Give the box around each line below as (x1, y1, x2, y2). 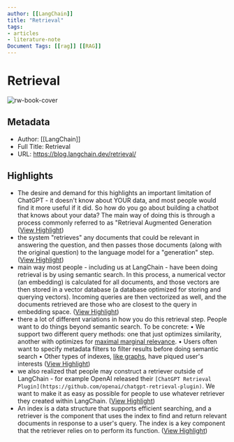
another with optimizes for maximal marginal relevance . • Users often (17, 337, 218, 345)
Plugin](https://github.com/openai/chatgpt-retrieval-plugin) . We (17, 382, 215, 390)
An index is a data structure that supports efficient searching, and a (17, 404, 212, 413)
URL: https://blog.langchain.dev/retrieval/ (17, 150, 136, 158)
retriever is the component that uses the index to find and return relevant (17, 411, 227, 420)
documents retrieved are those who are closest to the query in (17, 300, 197, 308)
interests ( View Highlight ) (17, 359, 91, 368)
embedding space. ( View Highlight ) (17, 307, 119, 315)
